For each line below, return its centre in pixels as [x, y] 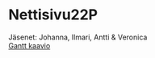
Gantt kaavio [29, 45]
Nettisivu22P [53, 15]
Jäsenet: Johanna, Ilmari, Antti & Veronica [78, 37]
